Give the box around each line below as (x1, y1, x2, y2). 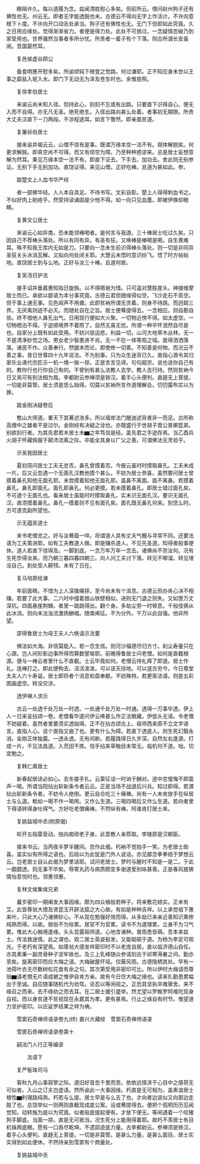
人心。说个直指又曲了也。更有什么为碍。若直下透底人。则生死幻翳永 (26, 728, 194, 734)
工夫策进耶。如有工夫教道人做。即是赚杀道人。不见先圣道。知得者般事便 (16, 540, 194, 546)
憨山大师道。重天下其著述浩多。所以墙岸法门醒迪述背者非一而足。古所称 (16, 414, 194, 421)
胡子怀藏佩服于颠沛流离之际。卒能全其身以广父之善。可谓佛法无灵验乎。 (11, 436, 189, 444)
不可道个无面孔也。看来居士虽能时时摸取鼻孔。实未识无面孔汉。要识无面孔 (6, 492, 189, 498)
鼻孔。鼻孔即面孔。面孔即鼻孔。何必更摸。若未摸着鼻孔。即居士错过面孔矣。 (6, 484, 194, 491)
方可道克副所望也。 (6, 507, 54, 513)
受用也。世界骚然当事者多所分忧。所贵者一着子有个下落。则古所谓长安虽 (11, 35, 189, 42)
